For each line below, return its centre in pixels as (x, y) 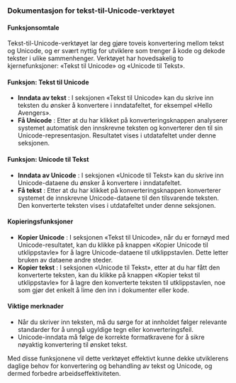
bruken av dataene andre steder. (65, 260)
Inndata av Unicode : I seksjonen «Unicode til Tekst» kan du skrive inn (121, 175)
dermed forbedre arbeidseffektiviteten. (64, 373)
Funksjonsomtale (33, 28)
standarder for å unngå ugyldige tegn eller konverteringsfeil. (105, 329)
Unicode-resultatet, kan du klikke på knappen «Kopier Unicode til (113, 245)
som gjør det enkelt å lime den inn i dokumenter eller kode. (103, 290)
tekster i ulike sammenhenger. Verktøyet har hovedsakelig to (96, 58)
